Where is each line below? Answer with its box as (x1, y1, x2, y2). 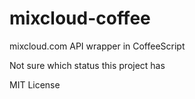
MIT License (9, 78, 61, 91)
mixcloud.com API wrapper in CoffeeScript (9, 40, 186, 52)
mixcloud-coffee (9, 7, 151, 30)
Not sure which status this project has (9, 59, 166, 71)
